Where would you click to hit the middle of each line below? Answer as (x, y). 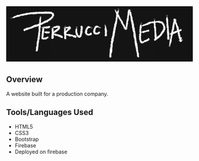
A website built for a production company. (57, 94)
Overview (25, 80)
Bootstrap (27, 139)
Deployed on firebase (41, 152)
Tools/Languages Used (50, 112)
